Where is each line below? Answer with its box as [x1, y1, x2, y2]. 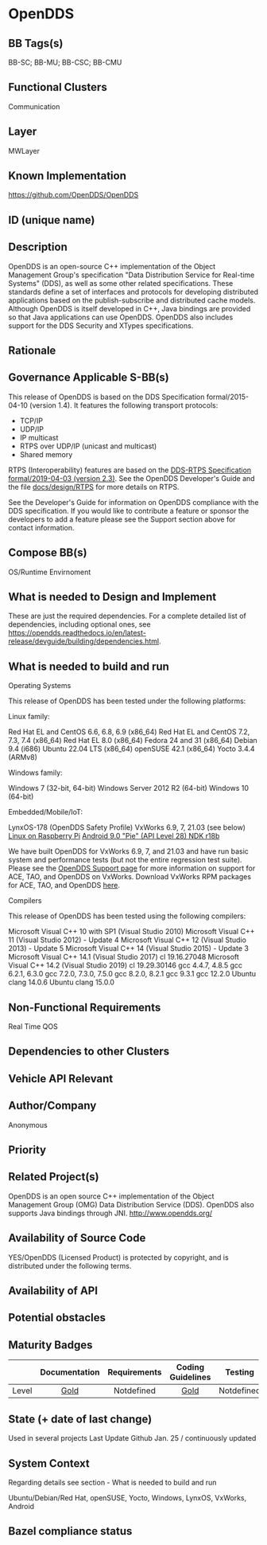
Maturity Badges [8, 1338, 93, 1351]
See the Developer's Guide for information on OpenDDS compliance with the [8, 497, 259, 507]
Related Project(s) [8, 1170, 99, 1183]
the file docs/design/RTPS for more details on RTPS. [8, 482, 180, 491]
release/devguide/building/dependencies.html [8, 636, 160, 646]
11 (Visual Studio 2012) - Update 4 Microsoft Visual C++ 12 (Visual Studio [8, 935, 246, 945]
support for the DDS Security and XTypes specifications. [8, 320, 194, 331]
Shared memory [19, 449, 73, 459]
